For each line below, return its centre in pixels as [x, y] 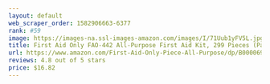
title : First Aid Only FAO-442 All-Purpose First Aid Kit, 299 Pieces [129, 46]
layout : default [35, 16]
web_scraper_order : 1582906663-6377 [70, 23]
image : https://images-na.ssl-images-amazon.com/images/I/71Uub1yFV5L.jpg [136, 38]
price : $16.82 [32, 68]
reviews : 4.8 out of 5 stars [57, 61]
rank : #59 [25, 30]
